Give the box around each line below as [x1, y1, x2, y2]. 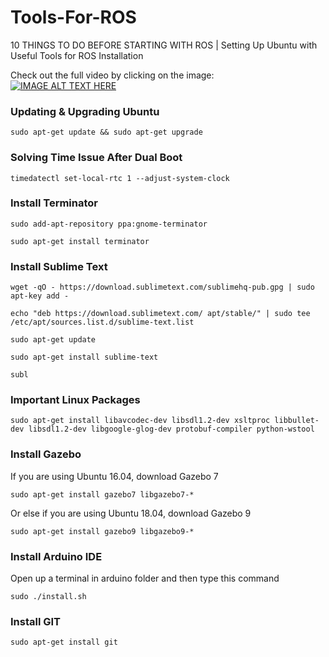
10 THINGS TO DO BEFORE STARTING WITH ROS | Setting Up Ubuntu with [10, 39, 318, 51]
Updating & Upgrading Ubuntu [10, 104, 160, 118]
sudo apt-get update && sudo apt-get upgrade [10, 127, 203, 138]
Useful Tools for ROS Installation [10, 49, 144, 61]
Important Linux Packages [10, 393, 141, 407]
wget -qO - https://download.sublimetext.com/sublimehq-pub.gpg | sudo [10, 282, 315, 293]
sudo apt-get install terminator [10, 236, 150, 246]
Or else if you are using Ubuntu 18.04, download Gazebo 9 [10, 507, 252, 519]
